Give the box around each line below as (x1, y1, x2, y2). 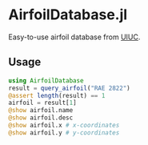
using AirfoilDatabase (8, 76, 84, 85)
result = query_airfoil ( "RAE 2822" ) (8, 84, 130, 92)
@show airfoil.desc (8, 114, 74, 122)
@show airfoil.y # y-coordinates (8, 128, 120, 137)
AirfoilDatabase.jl (8, 6, 128, 24)
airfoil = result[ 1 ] (8, 99, 78, 107)
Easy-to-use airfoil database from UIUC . (8, 32, 141, 42)
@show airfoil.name (8, 107, 74, 115)
